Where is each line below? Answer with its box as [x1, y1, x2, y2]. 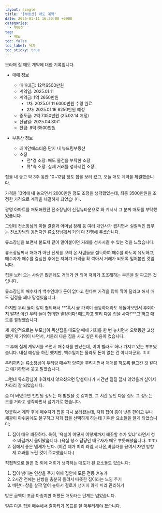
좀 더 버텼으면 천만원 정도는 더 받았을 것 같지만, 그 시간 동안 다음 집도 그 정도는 [5, 392, 153, 398]
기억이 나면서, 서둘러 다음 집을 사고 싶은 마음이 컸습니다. [19, 333, 125, 339]
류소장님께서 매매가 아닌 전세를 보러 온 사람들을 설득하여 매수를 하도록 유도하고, [5, 249, 155, 255]
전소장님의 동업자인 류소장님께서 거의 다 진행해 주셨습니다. [10, 229, 120, 235]
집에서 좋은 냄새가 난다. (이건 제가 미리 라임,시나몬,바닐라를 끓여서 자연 [12, 443, 145, 449]
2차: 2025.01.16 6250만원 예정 [26, 106, 85, 112]
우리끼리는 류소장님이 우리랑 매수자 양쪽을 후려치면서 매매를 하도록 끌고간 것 [5, 360, 148, 366]
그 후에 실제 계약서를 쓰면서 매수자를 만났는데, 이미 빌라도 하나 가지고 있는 [5, 343, 144, 349]
